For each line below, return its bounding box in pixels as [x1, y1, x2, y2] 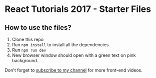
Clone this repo [11, 36, 43, 42]
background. [11, 58, 38, 63]
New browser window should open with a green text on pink [11, 52, 136, 58]
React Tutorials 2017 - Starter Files [4, 3, 151, 15]
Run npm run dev [11, 47, 46, 53]
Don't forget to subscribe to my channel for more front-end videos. [4, 67, 143, 73]
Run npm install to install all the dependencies [11, 42, 109, 48]
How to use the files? [4, 23, 71, 32]
